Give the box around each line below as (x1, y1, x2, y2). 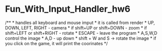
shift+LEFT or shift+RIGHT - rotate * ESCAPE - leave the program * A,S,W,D (5, 30, 158, 36)
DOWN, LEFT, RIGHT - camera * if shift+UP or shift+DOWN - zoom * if (5, 25, 147, 30)
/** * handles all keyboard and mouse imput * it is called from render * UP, (5, 20, 155, 25)
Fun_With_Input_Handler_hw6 (5, 3, 131, 15)
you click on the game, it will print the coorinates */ (5, 40, 108, 46)
